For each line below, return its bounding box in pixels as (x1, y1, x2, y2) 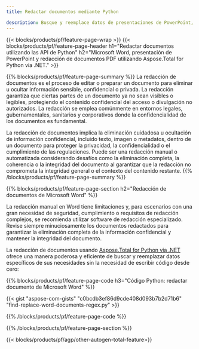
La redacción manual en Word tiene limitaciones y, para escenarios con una (6, 203, 192, 210)
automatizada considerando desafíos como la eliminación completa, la (6, 154, 180, 161)
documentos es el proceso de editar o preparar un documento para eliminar (6, 79, 193, 87)
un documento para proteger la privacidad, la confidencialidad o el (6, 142, 170, 149)
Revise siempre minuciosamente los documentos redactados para (6, 222, 169, 229)
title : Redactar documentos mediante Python (6, 8, 119, 15)
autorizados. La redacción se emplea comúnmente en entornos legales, (6, 105, 183, 112)
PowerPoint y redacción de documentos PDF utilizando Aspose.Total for (6, 55, 184, 62)
